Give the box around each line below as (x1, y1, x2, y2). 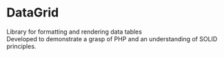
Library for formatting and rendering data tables (6, 27, 143, 36)
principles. (6, 42, 37, 50)
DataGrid (6, 5, 59, 21)
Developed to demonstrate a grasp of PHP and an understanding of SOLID (6, 34, 218, 43)
